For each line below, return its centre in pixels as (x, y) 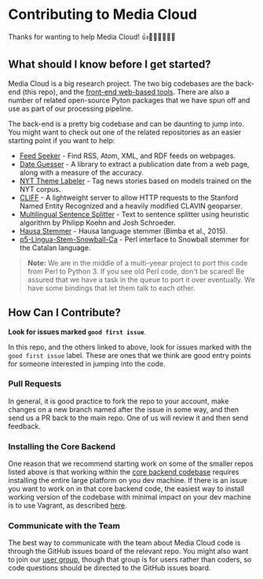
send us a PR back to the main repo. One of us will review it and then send (128, 418)
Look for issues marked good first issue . (77, 331)
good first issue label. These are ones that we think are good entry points (130, 355)
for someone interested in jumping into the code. (87, 363)
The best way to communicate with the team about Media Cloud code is (124, 543)
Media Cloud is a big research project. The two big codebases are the (121, 83)
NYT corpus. (40, 189)
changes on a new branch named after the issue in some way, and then (124, 409)
